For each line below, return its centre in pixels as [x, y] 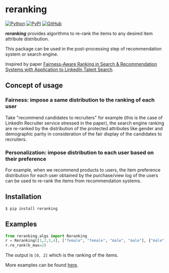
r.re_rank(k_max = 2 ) [26, 245]
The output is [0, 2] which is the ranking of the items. [62, 255]
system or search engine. [32, 54]
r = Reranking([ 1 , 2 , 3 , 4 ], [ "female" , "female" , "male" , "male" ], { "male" [85, 241]
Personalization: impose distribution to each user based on [79, 153]
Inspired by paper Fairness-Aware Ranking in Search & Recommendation [81, 64]
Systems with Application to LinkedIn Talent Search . [60, 69]
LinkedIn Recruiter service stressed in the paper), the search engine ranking [85, 123]
